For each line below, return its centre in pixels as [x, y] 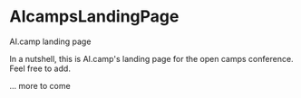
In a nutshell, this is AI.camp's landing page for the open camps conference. [151, 58]
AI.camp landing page [50, 41]
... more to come [40, 85]
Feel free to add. [40, 68]
